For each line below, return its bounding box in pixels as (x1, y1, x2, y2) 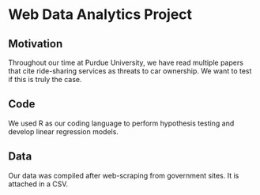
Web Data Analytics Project (8, 6, 192, 24)
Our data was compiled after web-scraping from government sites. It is (8, 171, 239, 180)
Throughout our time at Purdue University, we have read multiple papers (8, 58, 243, 67)
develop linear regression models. (8, 126, 119, 136)
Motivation (8, 37, 63, 51)
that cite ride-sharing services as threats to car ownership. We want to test (8, 66, 252, 76)
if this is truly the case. (8, 75, 82, 84)
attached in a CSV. (8, 179, 69, 189)
